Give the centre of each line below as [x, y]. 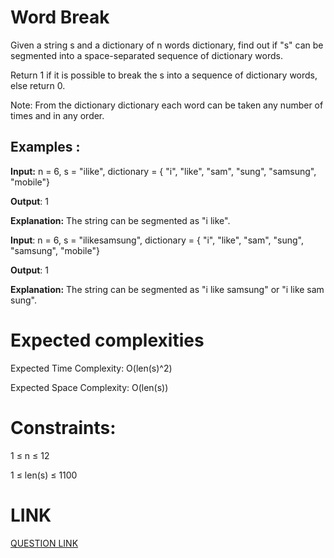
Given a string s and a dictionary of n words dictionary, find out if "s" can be [167, 45]
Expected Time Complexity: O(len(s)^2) [91, 368]
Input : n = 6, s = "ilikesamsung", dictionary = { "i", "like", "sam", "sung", [157, 240]
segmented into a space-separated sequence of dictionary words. [146, 55]
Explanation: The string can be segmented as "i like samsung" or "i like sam [167, 289]
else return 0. [38, 85]
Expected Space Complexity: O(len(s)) [89, 387]
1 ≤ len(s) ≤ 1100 [44, 475]
